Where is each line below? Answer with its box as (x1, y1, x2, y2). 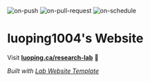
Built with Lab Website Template (7, 66, 99, 75)
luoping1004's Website (7, 31, 144, 46)
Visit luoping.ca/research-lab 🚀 (7, 53, 99, 61)
